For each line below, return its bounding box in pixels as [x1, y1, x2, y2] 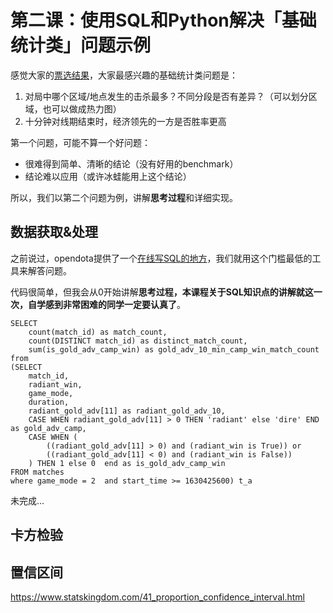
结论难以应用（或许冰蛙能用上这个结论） [24, 170, 192, 182]
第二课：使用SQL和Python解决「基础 [10, 9, 317, 32]
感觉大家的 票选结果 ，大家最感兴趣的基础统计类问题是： [10, 69, 238, 81]
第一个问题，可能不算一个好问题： [10, 136, 151, 148]
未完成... [10, 494, 45, 506]
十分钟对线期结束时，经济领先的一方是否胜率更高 [24, 115, 227, 127]
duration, [28, 397, 70, 407]
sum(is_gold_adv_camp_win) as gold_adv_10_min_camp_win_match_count [28, 344, 320, 355]
